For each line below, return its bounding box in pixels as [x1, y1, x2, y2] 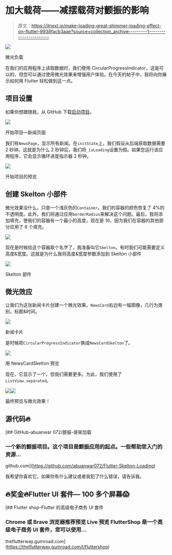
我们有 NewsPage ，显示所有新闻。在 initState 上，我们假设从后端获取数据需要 [5, 140, 165, 146]
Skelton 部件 [5, 271, 32, 277]
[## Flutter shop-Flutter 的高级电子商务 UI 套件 [5, 504, 104, 510]
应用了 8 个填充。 [9, 223, 47, 230]
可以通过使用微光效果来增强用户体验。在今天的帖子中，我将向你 [27, 71, 162, 77]
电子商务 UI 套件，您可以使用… [10, 526, 87, 533]
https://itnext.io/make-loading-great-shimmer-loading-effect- [31, 23, 161, 29]
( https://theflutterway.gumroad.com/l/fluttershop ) [5, 544, 110, 550]
